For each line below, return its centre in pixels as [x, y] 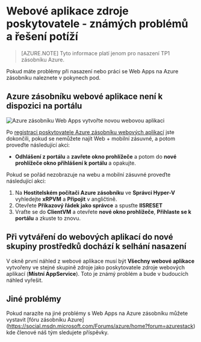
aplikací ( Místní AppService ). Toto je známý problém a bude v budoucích [97, 273]
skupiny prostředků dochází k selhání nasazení [96, 247]
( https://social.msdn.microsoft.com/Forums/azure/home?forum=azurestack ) [101, 326]
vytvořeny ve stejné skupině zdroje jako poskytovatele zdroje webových [96, 267]
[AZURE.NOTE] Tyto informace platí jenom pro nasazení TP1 [95, 53]
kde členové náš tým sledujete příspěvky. [58, 332]
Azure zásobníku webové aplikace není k [85, 96]
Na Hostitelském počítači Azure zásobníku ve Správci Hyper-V [95, 192]
